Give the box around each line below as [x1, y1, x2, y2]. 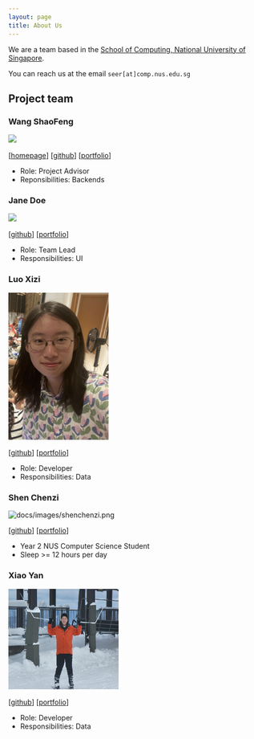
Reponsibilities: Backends [19, 175, 105, 185]
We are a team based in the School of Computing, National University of [8, 44, 246, 54]
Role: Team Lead [19, 245, 76, 255]
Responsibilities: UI [19, 254, 83, 263]
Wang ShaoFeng [8, 116, 74, 127]
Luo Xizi [8, 274, 41, 285]
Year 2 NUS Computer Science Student [19, 541, 150, 551]
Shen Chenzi [8, 492, 59, 504]
